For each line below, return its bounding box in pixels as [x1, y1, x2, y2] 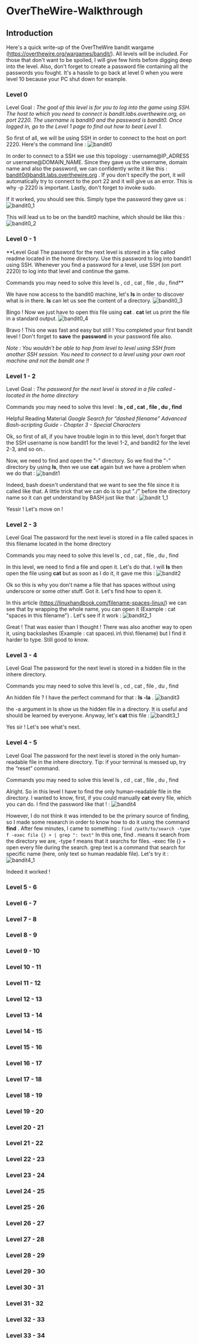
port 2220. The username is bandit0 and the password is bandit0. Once [6, 116, 182, 124]
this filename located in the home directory [6, 540, 112, 547]
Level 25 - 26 [6, 1203, 45, 1212]
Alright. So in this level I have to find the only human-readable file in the [6, 788, 181, 795]
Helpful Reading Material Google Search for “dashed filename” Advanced [6, 415, 187, 422]
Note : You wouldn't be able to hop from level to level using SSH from [6, 344, 176, 352]
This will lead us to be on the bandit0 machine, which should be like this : [6, 214, 185, 221]
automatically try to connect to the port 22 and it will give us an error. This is [6, 178, 193, 185]
